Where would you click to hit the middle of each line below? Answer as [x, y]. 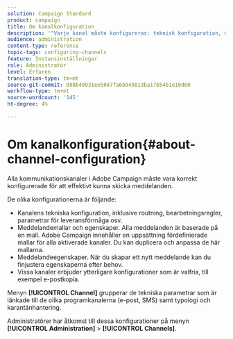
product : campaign [34, 20]
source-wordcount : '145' [43, 98]
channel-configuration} [77, 159]
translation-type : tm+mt [43, 78]
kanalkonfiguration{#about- [113, 145]
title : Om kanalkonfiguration [51, 26]
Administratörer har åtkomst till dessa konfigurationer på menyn [98, 321]
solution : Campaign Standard [49, 14]
